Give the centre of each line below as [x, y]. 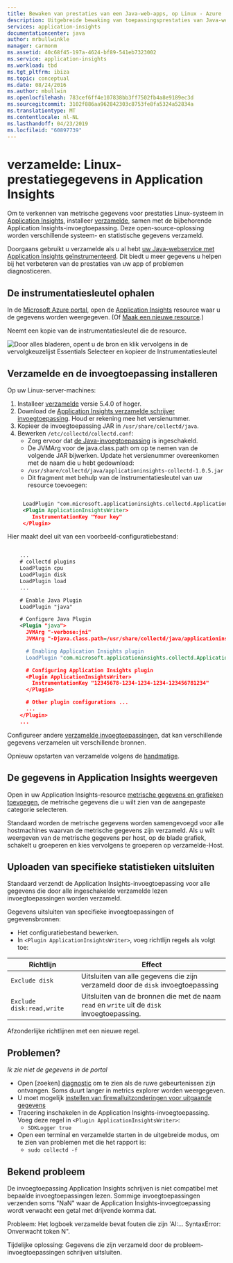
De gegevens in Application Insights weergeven [113, 778]
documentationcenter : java [46, 33]
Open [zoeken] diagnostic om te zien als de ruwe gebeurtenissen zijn [116, 1083]
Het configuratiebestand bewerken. [68, 932]
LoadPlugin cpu [42, 569]
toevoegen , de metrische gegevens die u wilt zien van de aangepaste [106, 802]
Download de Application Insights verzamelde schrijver [96, 411]
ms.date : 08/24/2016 [37, 85]
